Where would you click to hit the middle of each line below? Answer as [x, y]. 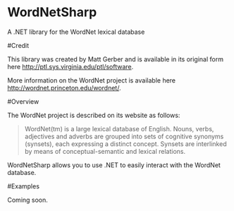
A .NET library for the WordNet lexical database [76, 32]
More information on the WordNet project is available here [92, 80]
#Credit [18, 45]
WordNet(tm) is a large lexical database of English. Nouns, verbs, [119, 128]
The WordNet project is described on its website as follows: [94, 115]
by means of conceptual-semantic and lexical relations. [105, 151]
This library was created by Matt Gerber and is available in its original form [116, 59]
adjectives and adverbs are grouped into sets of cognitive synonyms [124, 136]
